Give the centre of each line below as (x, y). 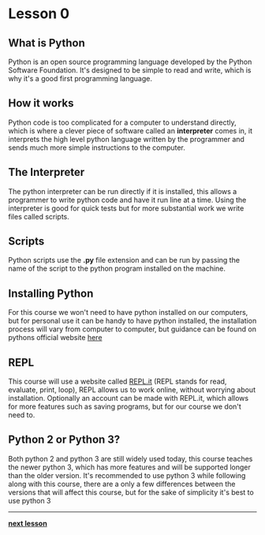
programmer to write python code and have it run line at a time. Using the (127, 200)
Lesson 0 (39, 14)
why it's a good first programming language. (80, 79)
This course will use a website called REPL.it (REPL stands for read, (118, 382)
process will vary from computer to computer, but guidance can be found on (132, 329)
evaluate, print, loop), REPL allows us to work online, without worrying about (132, 390)
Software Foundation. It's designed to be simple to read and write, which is (130, 70)
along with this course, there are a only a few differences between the (122, 484)
